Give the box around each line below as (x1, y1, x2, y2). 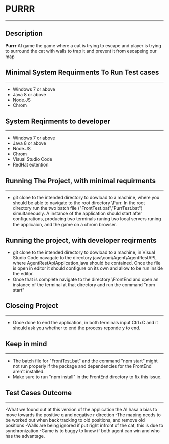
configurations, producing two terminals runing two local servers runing (12, 216, 161, 222)
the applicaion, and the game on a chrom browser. (12, 221, 117, 228)
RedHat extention (12, 162, 49, 168)
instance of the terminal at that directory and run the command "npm (12, 282, 155, 288)
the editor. (12, 271, 34, 276)
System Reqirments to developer (5, 117, 111, 125)
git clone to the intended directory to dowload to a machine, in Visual (12, 249, 155, 255)
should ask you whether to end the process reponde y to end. (12, 325, 141, 331)
